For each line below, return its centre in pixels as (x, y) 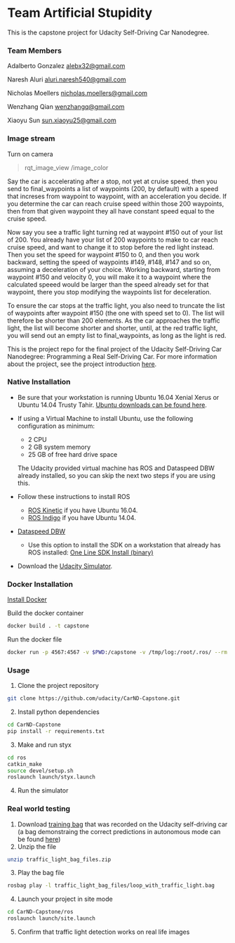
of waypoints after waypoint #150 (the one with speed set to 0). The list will (116, 313)
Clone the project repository (58, 686)
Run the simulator (43, 791)
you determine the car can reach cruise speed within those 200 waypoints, (116, 203)
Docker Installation (40, 584)
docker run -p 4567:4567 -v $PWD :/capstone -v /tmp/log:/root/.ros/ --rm (117, 652)
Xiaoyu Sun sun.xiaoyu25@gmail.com (62, 120)
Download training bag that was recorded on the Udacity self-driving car (122, 824)
